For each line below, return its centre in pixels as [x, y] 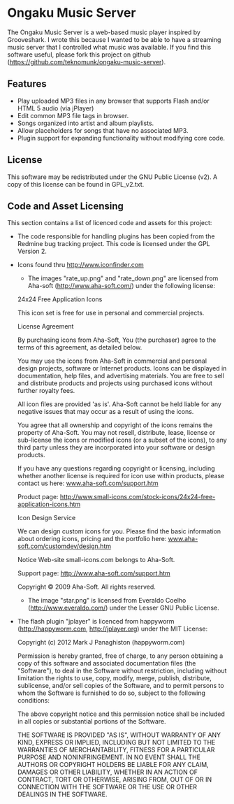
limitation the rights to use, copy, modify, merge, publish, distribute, [114, 678]
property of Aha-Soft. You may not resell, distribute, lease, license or [116, 433]
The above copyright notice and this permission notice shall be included [121, 714]
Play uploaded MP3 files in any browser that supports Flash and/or [113, 101]
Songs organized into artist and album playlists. [86, 123]
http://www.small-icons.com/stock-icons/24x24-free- [138, 497]
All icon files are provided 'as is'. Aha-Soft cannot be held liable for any [119, 404]
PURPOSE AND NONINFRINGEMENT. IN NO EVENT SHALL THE [109, 757]
